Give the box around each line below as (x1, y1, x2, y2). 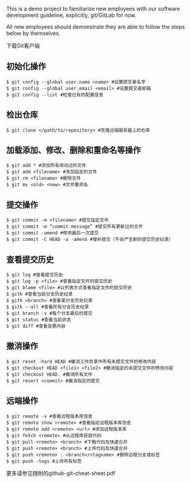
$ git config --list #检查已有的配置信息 (6, 92, 104, 98)
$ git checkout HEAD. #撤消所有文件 (6, 371, 93, 377)
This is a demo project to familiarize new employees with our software (6, 5, 180, 12)
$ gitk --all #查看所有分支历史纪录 (6, 304, 89, 310)
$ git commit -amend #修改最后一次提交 (6, 230, 99, 236)
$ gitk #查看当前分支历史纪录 (6, 291, 74, 298)
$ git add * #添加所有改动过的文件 (6, 162, 86, 168)
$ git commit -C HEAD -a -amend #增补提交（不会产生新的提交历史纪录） (6, 237, 174, 243)
